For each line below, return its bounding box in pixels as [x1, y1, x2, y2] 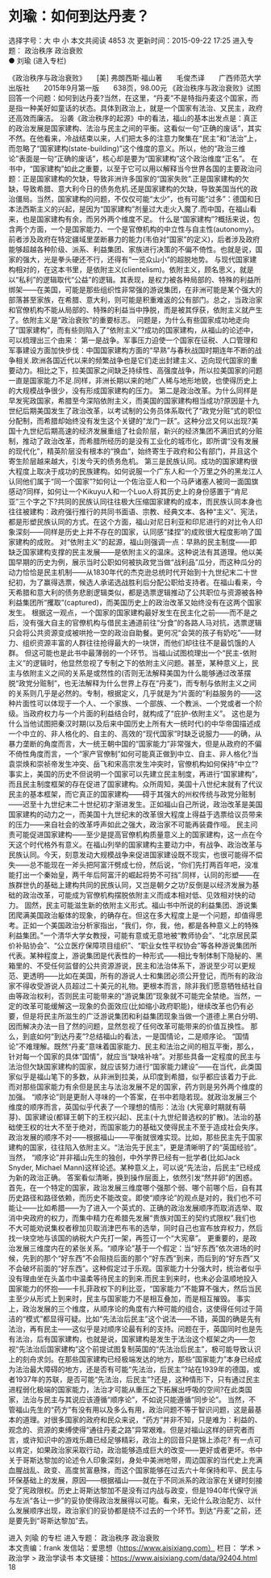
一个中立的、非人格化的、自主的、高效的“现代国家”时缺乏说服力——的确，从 [8, 728, 262, 739]
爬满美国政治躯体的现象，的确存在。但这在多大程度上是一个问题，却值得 [15, 910, 256, 920]
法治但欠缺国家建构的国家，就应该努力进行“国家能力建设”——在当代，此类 [8, 1061, 256, 1071]
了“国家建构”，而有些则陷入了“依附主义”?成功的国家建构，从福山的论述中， [8, 324, 258, 335]
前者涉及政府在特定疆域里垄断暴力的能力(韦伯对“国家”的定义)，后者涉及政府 [8, 234, 261, 244]
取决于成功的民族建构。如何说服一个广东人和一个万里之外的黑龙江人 [35, 466, 263, 476]
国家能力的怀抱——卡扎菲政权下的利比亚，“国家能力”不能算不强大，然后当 [8, 1283, 256, 1293]
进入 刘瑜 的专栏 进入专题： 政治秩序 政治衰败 [8, 1533, 160, 1542]
